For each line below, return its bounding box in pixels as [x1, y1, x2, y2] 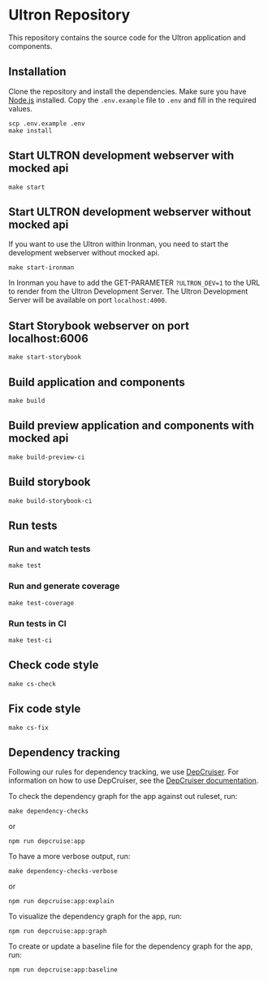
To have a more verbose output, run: [8, 852, 131, 862]
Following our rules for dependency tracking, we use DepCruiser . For [8, 767, 240, 777]
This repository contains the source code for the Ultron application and [8, 33, 246, 42]
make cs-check [8, 679, 57, 688]
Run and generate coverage [8, 580, 120, 591]
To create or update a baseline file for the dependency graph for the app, [8, 941, 253, 951]
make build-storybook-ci [8, 496, 93, 505]
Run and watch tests [8, 543, 91, 554]
